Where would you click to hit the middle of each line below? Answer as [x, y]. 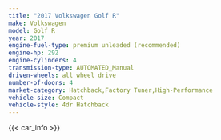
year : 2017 [26, 38]
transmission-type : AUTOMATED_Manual [71, 68]
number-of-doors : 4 [41, 82]
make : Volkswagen [37, 23]
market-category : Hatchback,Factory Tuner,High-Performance [111, 90]
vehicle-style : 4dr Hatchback [59, 105]
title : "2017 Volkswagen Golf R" [64, 16]
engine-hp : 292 [34, 53]
